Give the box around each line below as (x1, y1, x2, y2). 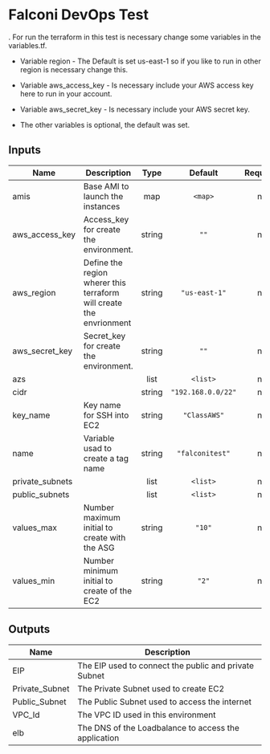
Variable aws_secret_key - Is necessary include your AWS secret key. (19, 104, 251, 114)
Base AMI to (83, 181, 129, 192)
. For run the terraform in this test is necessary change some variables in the (8, 32, 261, 42)
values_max (12, 522, 58, 533)
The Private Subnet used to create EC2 (77, 683, 225, 694)
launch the (83, 190, 124, 202)
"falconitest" (176, 448, 231, 458)
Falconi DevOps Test (8, 6, 149, 24)
